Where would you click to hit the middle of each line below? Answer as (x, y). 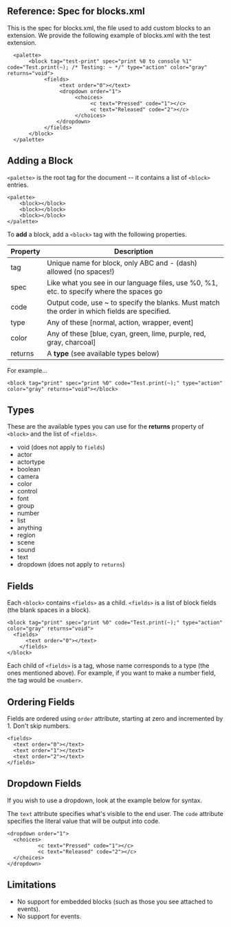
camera (28, 477)
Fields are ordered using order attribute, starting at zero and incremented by (115, 719)
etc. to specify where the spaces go (105, 291)
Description (134, 251)
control (27, 491)
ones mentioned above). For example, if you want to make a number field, (111, 673)
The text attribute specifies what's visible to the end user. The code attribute (115, 813)
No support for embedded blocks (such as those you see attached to (115, 901)
